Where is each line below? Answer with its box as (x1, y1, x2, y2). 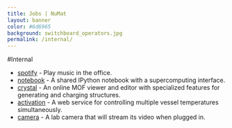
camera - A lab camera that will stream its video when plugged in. (17, 113, 206, 122)
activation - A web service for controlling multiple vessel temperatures (17, 98, 219, 106)
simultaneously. (17, 106, 63, 114)
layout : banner (7, 17, 51, 24)
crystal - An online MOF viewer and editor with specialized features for (17, 83, 220, 92)
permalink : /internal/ (7, 36, 73, 43)
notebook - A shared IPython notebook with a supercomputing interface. (17, 76, 226, 84)
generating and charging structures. (17, 91, 121, 99)
